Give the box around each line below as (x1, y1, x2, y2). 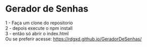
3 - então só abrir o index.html (5, 30, 69, 36)
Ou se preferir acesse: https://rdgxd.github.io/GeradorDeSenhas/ (5, 36, 142, 42)
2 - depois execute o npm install (5, 25, 73, 31)
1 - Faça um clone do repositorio (5, 20, 73, 26)
